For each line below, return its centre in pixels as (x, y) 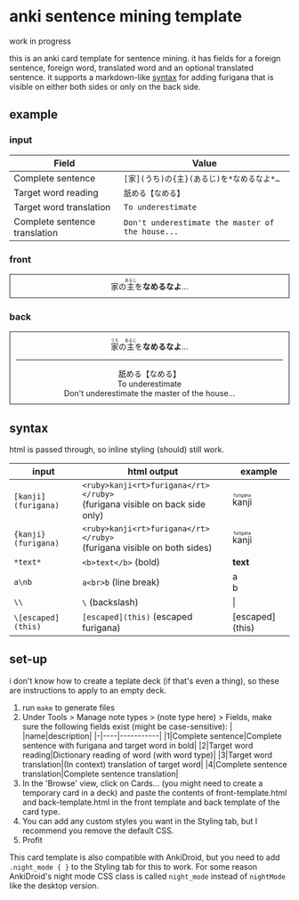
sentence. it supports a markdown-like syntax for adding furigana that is (141, 77)
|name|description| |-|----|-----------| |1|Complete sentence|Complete (152, 735)
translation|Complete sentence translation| (100, 774)
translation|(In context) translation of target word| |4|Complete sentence (154, 764)
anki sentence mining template (126, 16)
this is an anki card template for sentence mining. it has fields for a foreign (145, 58)
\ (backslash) (110, 603)
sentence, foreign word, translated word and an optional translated (131, 68)
